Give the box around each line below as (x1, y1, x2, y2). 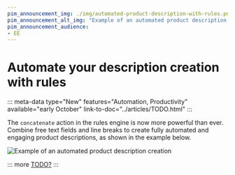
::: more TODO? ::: (7, 160, 59, 169)
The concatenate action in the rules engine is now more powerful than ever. (7, 119, 224, 127)
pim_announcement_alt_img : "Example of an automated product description (7, 17, 227, 24)
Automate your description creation (7, 60, 220, 75)
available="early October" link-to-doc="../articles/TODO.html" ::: (7, 105, 193, 114)
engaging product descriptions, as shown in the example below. (7, 133, 192, 142)
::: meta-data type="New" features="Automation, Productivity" (7, 98, 188, 106)
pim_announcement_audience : (7, 23, 90, 30)
